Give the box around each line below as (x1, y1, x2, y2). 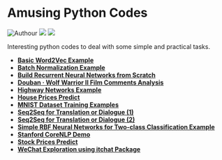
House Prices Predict (17, 93, 80, 101)
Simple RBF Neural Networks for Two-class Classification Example (17, 122, 215, 131)
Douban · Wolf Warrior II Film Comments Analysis (17, 78, 164, 87)
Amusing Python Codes (7, 5, 148, 21)
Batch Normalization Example (17, 63, 106, 71)
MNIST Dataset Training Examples (17, 100, 119, 109)
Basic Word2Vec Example (17, 56, 94, 64)
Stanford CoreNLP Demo (17, 130, 91, 138)
